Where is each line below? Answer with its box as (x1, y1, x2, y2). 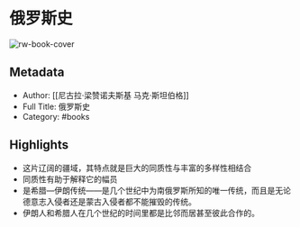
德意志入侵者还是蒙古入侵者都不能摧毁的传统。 (22, 195, 196, 207)
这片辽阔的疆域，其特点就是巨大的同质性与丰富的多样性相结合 (22, 162, 252, 173)
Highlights (9, 137, 69, 153)
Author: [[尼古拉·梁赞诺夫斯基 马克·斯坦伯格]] (22, 89, 189, 100)
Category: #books (22, 111, 90, 122)
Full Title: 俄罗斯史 (22, 101, 91, 112)
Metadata (9, 65, 65, 80)
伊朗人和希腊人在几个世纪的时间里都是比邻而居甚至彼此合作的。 (22, 207, 259, 218)
